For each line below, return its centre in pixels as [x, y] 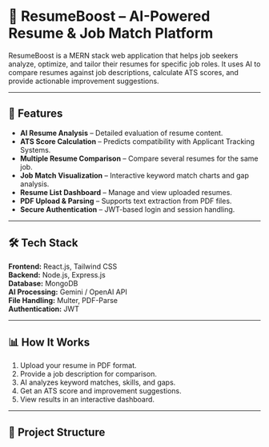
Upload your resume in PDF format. [78, 365]
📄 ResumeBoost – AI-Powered [109, 16]
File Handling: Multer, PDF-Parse [63, 300]
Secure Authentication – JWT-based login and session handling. [127, 209]
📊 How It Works [49, 342]
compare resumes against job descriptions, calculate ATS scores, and [123, 72]
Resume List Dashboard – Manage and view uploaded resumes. [126, 192]
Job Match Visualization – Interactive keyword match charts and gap [134, 175]
